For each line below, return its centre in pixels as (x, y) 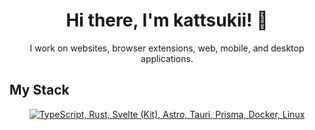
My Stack (39, 90)
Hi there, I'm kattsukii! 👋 (167, 20)
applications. (167, 58)
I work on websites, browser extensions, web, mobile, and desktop (167, 48)
